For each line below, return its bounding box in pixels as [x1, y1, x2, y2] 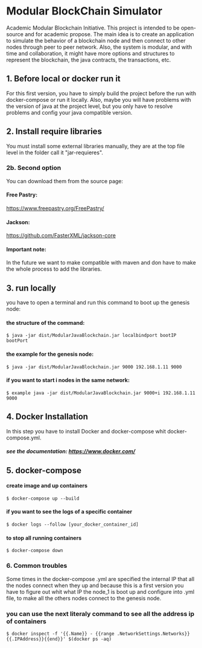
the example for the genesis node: [6, 351, 94, 358]
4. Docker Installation [6, 412, 89, 422]
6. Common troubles [6, 562, 68, 570]
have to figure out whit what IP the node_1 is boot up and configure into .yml [6, 588, 195, 595]
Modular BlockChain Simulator [6, 4, 163, 18]
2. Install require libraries [6, 127, 103, 137]
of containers [6, 617, 47, 625]
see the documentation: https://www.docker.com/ [6, 448, 136, 455]
